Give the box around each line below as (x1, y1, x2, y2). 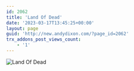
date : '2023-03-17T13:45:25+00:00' (6, 20, 95, 26)
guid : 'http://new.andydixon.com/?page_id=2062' (6, 31, 129, 37)
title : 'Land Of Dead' (6, 14, 63, 20)
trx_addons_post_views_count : (6, 36, 82, 42)
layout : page (6, 25, 39, 32)
